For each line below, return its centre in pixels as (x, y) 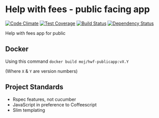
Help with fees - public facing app (78, 9)
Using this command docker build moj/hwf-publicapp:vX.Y (67, 61)
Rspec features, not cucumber (44, 99)
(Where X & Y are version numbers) (42, 71)
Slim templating (29, 110)
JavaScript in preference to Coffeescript (55, 104)
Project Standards (34, 87)
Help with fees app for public (35, 33)
